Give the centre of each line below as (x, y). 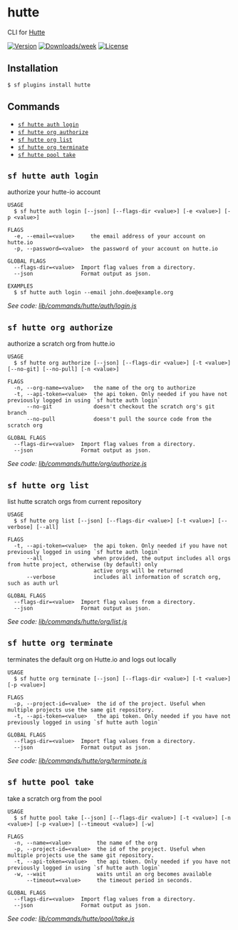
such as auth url (33, 583)
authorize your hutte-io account (54, 192)
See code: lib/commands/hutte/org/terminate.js (77, 760)
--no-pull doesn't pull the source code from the (119, 419)
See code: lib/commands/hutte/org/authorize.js (77, 464)
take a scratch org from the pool (55, 798)
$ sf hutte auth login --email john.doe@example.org (94, 293)
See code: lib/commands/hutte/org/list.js (67, 621)
